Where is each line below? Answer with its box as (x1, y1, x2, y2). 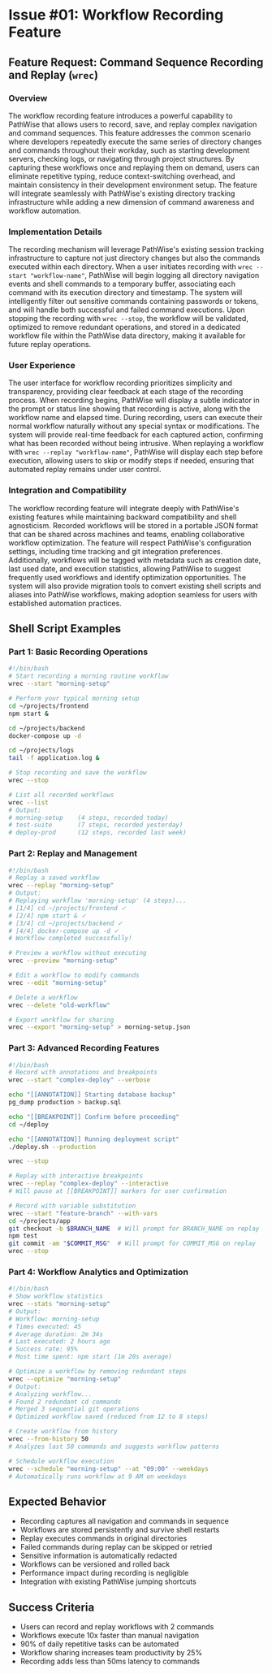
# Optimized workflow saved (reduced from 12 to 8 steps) (8, 1412, 209, 1421)
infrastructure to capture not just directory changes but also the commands (8, 254, 261, 263)
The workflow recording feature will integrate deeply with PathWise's (8, 503, 240, 513)
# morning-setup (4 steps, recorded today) (8, 813, 169, 822)
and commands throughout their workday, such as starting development (8, 145, 250, 155)
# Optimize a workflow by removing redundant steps (8, 1368, 187, 1376)
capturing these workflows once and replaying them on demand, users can (8, 163, 260, 172)
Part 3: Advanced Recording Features (8, 1043, 160, 1054)
